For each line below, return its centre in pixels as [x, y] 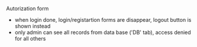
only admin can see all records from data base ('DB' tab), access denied [103, 32]
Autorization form [28, 9]
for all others [30, 38]
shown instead [33, 26]
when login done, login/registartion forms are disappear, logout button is [103, 20]
